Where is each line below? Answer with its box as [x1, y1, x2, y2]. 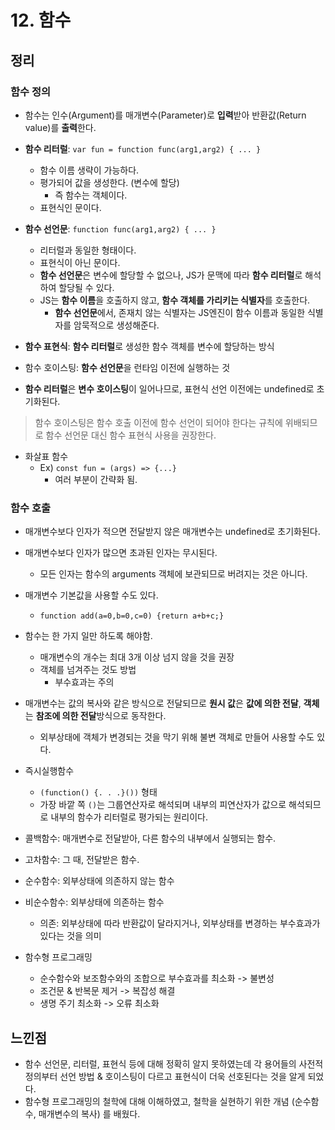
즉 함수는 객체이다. [54, 189, 128, 201]
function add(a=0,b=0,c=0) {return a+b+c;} [39, 611, 225, 621]
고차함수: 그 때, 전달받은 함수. [24, 854, 140, 866]
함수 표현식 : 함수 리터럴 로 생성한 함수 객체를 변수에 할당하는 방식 [24, 340, 275, 352]
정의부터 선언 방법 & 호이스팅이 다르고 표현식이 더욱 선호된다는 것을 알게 [24, 1070, 306, 1082]
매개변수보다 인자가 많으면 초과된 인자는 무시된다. [24, 547, 218, 559]
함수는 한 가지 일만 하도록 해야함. [24, 630, 153, 642]
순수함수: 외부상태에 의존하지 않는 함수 [24, 875, 175, 887]
